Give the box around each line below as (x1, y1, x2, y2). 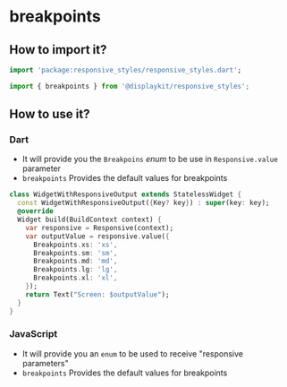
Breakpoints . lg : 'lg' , (32, 265, 118, 274)
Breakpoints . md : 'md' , (32, 257, 118, 266)
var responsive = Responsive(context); (25, 223, 174, 232)
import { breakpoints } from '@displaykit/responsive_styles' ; (9, 82, 250, 90)
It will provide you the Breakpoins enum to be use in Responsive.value (21, 154, 279, 165)
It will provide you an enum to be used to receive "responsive (21, 348, 244, 359)
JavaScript (9, 328, 58, 340)
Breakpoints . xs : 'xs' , (32, 240, 118, 249)
